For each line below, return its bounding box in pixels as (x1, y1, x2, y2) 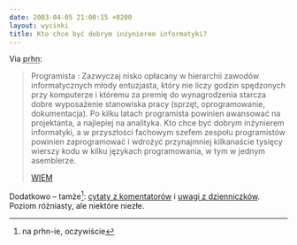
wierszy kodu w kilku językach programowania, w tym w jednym (30, 146, 266, 157)
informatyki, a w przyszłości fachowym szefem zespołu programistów (30, 127, 286, 138)
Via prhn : (9, 54, 42, 65)
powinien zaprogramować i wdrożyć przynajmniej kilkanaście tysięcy (30, 136, 283, 147)
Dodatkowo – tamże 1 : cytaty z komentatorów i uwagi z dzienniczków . (9, 189, 261, 202)
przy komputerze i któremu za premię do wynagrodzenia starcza (30, 89, 267, 100)
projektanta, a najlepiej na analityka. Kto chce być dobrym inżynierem (30, 118, 285, 128)
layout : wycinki (9, 21, 69, 30)
